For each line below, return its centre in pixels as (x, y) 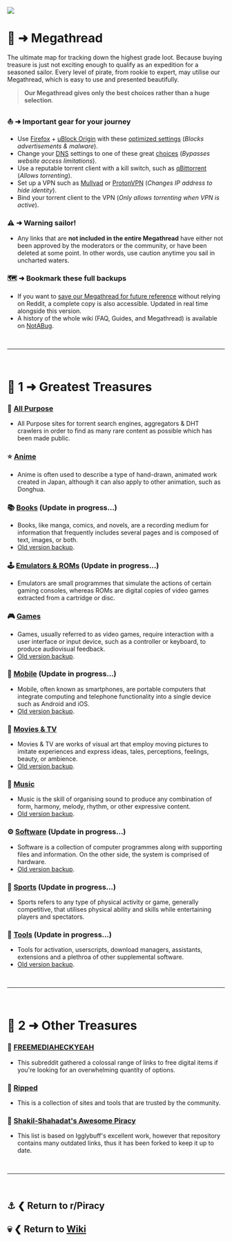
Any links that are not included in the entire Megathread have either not (120, 238)
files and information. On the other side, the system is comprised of (113, 854)
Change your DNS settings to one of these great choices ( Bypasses (114, 154)
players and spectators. (51, 917)
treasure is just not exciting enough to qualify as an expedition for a (103, 64)
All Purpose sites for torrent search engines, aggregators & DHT (108, 424)
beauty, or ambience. (47, 759)
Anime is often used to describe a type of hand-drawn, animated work (117, 474)
